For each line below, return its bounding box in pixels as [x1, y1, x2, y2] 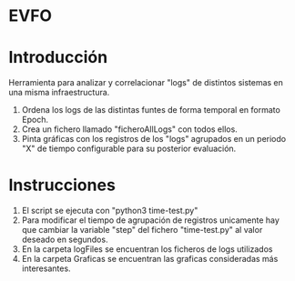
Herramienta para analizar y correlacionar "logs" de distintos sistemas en [8, 77, 284, 88]
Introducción [8, 47, 108, 68]
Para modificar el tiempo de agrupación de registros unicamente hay [21, 215, 280, 226]
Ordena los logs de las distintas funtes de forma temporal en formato [21, 105, 281, 115]
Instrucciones [8, 175, 116, 196]
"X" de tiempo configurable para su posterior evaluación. [21, 143, 237, 155]
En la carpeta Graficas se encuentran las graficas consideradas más [21, 254, 279, 265]
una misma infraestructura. [8, 87, 110, 98]
